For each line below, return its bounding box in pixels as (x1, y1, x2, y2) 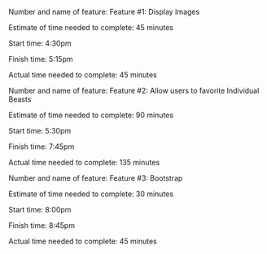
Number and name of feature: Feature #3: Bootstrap (8, 173, 183, 182)
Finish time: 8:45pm (8, 221, 76, 230)
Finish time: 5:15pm (8, 55, 73, 63)
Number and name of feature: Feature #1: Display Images (8, 7, 200, 16)
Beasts (8, 94, 32, 104)
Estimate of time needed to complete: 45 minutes (8, 23, 173, 32)
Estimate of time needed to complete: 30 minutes (8, 189, 173, 199)
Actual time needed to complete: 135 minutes (8, 158, 160, 167)
